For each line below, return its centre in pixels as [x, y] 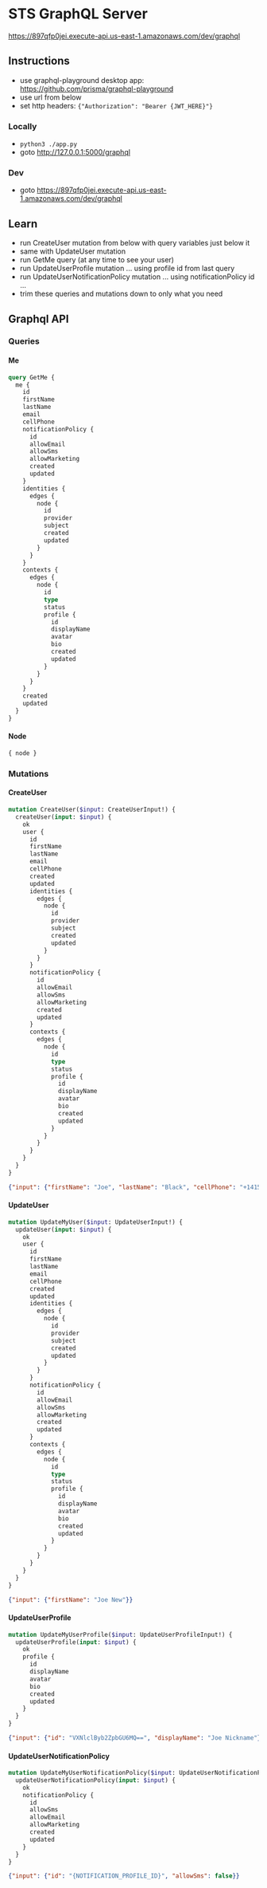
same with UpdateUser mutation [72, 251]
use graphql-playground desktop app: [82, 80]
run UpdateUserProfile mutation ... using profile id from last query [127, 269]
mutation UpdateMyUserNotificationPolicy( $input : [92, 1773]
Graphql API [39, 319]
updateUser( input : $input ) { [64, 1229]
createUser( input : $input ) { [64, 817]
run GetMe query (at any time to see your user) [97, 260]
